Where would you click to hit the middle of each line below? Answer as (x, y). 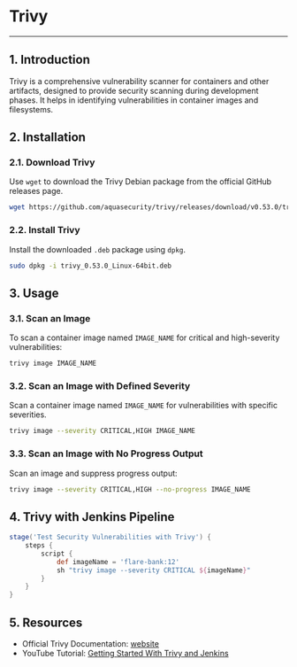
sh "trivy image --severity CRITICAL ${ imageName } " (153, 570)
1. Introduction (49, 60)
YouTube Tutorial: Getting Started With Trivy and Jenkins (125, 654)
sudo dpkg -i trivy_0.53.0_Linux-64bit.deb (91, 266)
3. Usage (34, 293)
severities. (28, 415)
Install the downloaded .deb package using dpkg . (97, 249)
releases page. (36, 191)
